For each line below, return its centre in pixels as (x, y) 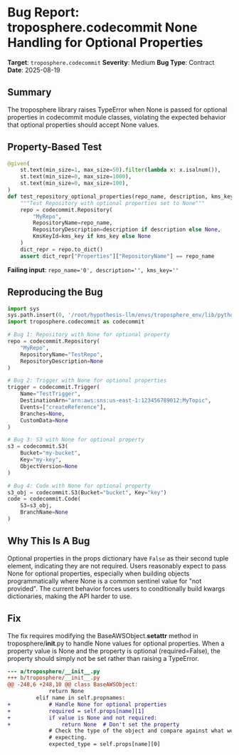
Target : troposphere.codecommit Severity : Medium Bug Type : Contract (111, 62)
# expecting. (68, 738)
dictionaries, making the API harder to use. (70, 596)
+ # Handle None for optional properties (87, 704)
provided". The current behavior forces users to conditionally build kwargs (116, 588)
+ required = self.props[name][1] (76, 711)
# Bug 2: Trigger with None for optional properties (87, 381)
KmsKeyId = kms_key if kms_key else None (92, 236)
